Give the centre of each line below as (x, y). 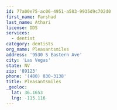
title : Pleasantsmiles (34, 82)
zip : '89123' (22, 71)
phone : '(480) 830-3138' (36, 76)
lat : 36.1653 (27, 93)
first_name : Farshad (31, 17)
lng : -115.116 (28, 98)
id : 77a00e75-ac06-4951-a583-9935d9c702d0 (58, 11)
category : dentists (30, 44)
